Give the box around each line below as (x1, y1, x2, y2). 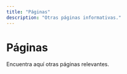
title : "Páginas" (6, 8, 51, 15)
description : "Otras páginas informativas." (6, 15, 122, 21)
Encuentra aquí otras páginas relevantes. (6, 61, 109, 68)
